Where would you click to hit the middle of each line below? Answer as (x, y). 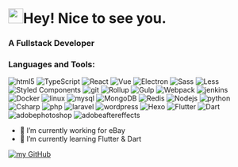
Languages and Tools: (52, 65)
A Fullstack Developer (52, 44)
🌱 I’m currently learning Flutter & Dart (81, 139)
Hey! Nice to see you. (95, 19)
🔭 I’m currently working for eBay (72, 131)
